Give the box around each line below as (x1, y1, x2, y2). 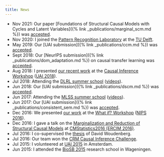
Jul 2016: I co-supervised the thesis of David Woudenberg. (12, 130, 132, 136)
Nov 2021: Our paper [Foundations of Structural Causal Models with (12, 21, 150, 27)
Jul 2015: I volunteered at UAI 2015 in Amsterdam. (12, 141, 113, 147)
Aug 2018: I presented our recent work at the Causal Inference (12, 67, 139, 74)
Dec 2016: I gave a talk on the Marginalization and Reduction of (12, 120, 140, 126)
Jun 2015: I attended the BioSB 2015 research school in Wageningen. (12, 146, 152, 152)
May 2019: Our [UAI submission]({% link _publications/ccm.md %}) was (12, 41, 158, 47)
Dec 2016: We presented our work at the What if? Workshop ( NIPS (12, 109, 147, 116)
